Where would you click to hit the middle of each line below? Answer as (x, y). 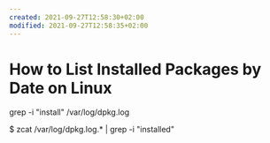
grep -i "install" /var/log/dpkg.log (69, 112)
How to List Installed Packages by (135, 69)
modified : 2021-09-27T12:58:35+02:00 (79, 26)
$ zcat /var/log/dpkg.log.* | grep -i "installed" (92, 130)
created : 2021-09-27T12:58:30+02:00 (77, 17)
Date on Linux (61, 88)
